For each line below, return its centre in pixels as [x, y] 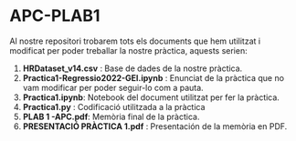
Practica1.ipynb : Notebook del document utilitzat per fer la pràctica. [151, 97]
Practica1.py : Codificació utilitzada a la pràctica [114, 106]
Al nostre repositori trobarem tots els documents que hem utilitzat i [135, 41]
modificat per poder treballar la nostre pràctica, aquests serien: [129, 50]
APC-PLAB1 [55, 16]
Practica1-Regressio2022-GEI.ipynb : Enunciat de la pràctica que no [153, 77]
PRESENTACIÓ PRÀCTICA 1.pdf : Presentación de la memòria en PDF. [155, 126]
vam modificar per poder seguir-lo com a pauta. [113, 87]
